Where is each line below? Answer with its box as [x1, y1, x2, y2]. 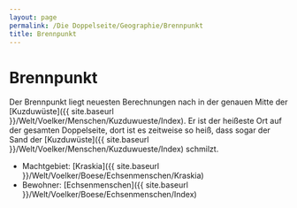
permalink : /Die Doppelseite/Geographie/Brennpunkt [9, 21, 203, 30]
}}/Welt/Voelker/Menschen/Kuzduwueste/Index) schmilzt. [9, 143, 219, 155]
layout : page [9, 12, 57, 22]
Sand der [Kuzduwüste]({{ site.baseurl [9, 135, 149, 145]
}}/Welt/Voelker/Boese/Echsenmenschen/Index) [21, 189, 197, 200]
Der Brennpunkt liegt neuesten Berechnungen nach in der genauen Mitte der [9, 96, 288, 107]
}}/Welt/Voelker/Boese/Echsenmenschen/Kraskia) [21, 170, 205, 181]
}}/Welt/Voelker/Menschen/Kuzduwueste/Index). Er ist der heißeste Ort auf [9, 116, 283, 127]
